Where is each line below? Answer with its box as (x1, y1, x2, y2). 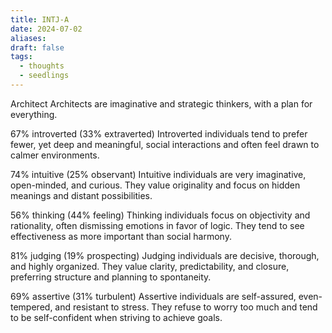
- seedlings (19, 71, 70, 81)
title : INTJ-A (10, 14, 70, 25)
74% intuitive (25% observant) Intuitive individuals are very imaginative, (10, 168, 307, 180)
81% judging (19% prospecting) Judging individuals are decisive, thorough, (10, 249, 320, 261)
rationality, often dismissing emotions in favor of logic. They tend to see (10, 219, 305, 231)
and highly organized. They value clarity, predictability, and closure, (10, 260, 290, 272)
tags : (10, 52, 33, 62)
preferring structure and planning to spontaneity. (10, 271, 212, 283)
